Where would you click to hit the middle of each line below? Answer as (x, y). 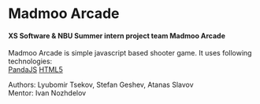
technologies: (30, 61)
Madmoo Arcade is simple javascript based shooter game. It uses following (130, 53)
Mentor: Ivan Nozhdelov (47, 93)
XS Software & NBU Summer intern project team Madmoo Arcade (117, 35)
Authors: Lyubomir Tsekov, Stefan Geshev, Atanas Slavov (101, 85)
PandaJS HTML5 (35, 70)
